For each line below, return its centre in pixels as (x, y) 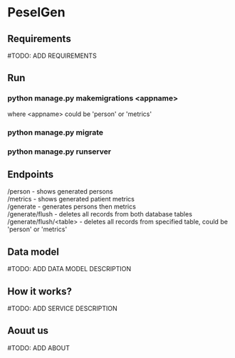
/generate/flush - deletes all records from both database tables (100, 214)
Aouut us (28, 331)
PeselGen (36, 12)
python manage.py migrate (56, 132)
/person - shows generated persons (60, 191)
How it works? (40, 291)
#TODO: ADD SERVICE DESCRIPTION (62, 308)
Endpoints (31, 174)
